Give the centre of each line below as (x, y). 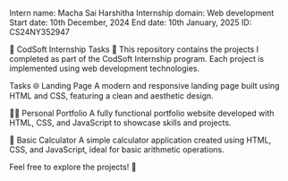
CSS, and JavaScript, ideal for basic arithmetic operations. (117, 150)
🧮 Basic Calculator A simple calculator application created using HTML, (140, 140)
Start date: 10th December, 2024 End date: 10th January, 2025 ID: (131, 22)
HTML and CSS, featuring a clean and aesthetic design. (112, 96)
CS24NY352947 (39, 32)
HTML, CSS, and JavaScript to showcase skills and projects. (120, 123)
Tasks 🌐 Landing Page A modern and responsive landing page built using (144, 86)
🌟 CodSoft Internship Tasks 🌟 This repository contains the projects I (134, 49)
